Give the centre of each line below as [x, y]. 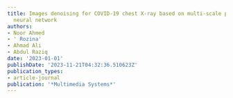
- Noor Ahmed [26, 33]
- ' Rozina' [24, 39]
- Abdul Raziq [28, 52]
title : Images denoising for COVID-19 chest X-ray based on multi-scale [114, 13]
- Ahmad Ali [24, 46]
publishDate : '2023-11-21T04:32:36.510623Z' [72, 65]
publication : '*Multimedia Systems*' [62, 84]
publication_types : [35, 71]
